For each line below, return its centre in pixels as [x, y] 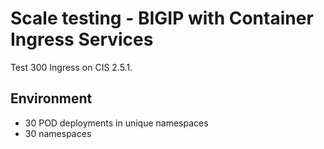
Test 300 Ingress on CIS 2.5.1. [71, 67]
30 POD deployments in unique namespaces [116, 123]
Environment [51, 98]
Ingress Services [82, 39]
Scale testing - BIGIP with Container [162, 18]
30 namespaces [58, 133]
